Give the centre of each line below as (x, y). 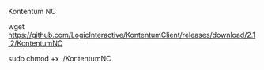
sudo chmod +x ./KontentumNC (60, 59)
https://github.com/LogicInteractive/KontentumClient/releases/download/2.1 (132, 35)
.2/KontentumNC (36, 43)
